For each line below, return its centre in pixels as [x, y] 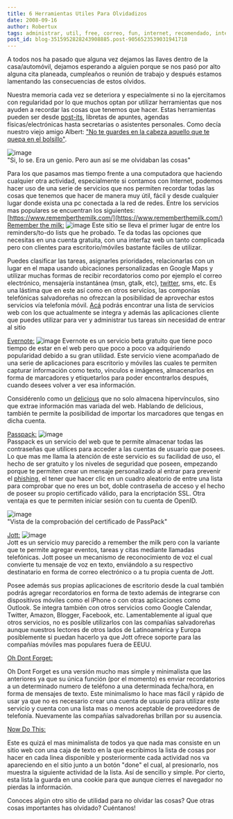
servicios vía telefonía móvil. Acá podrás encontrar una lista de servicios [111, 305]
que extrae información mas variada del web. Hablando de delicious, [105, 406]
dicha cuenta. [27, 421]
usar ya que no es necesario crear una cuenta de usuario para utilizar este [113, 701]
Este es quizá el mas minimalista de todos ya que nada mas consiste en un [114, 743]
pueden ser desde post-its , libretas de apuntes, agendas [88, 117]
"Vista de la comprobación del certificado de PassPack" [87, 521]
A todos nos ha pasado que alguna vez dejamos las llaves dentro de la [107, 59]
